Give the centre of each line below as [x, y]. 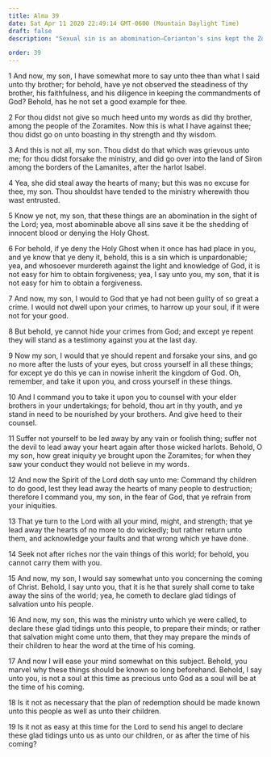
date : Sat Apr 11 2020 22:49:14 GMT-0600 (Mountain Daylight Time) [124, 23]
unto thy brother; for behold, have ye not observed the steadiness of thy [128, 85]
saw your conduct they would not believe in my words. [99, 465]
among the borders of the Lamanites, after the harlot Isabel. [108, 167]
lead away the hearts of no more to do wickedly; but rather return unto [125, 530]
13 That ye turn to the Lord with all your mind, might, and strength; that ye [130, 521]
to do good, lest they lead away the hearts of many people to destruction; [130, 489]
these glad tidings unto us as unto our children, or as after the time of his [129, 735]
